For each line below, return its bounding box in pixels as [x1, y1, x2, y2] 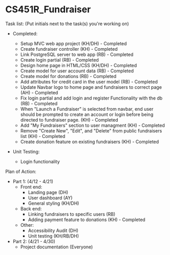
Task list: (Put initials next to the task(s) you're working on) [5, 21, 129, 27]
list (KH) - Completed [20, 133, 66, 139]
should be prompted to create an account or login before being [20, 111, 154, 117]
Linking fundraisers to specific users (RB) [28, 211, 116, 217]
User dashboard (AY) [28, 194, 73, 201]
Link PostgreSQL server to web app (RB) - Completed [20, 51, 134, 57]
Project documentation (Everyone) [20, 244, 93, 250]
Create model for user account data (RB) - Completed [20, 68, 134, 74]
